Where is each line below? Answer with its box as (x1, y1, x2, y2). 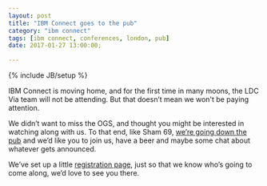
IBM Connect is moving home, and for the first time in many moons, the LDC (8, 86, 260, 96)
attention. (8, 103, 40, 113)
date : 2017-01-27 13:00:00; (8, 42, 102, 50)
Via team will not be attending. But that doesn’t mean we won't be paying (8, 95, 249, 104)
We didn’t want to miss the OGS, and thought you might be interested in (8, 119, 245, 128)
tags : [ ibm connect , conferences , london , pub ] (8, 34, 170, 42)
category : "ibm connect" (8, 26, 91, 34)
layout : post (8, 11, 52, 20)
